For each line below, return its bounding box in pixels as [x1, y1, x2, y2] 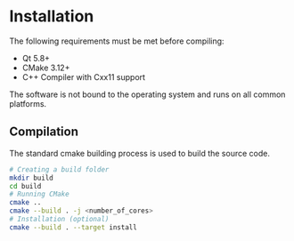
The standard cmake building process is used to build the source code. [9, 148, 270, 158]
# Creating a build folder [9, 165, 110, 174]
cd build [9, 181, 42, 190]
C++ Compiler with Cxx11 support [21, 71, 145, 82]
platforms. [9, 98, 47, 108]
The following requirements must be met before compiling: [9, 36, 225, 46]
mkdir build [9, 173, 53, 182]
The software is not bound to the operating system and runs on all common [9, 89, 286, 100]
